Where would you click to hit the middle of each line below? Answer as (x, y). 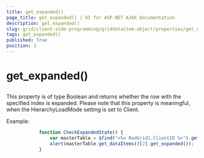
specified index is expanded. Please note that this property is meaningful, (98, 103)
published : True (27, 40)
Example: (18, 122)
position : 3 (21, 46)
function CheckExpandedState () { (81, 132)
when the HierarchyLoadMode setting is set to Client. (73, 109)
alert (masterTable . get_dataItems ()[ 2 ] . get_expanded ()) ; (122, 144)
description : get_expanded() (43, 23)
